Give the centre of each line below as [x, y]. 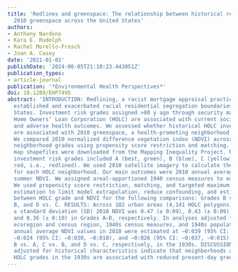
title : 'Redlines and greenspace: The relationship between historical [115, 14]
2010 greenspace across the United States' [79, 21]
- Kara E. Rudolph [34, 40]
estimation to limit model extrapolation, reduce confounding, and [115, 192]
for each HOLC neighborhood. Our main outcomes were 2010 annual [112, 172]
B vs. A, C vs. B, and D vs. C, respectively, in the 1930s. [106, 244]
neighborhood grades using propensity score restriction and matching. [122, 146]
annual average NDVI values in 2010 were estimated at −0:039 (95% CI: [122, 231]
